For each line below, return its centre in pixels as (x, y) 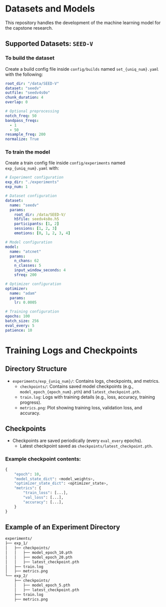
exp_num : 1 (16, 187)
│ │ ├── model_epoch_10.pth (39, 552)
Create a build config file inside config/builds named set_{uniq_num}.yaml (82, 69)
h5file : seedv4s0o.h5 (36, 219)
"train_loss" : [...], (46, 493)
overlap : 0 (16, 102)
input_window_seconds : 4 (40, 270)
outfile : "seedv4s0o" (28, 93)
